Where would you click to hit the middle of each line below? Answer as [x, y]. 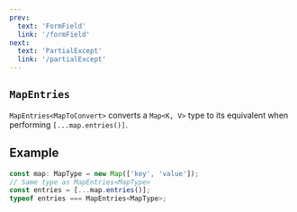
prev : [19, 18]
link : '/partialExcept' [62, 59]
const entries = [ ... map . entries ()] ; [80, 190]
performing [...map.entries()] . [69, 124]
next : [19, 43]
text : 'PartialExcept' [60, 51]
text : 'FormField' [52, 26]
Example [34, 153]
